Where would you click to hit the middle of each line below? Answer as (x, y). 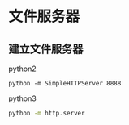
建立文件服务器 (46, 49)
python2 (22, 69)
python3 (22, 98)
